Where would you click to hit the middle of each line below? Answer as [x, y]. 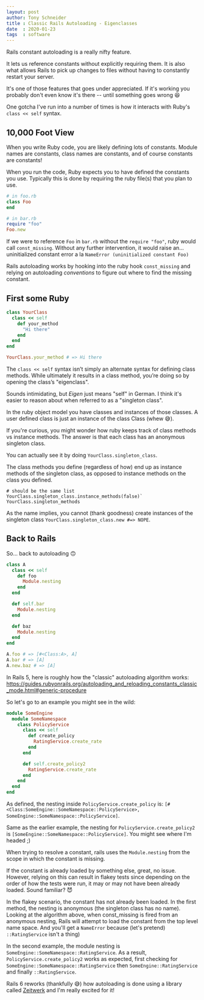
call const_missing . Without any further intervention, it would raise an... [95, 248]
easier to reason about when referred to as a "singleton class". [85, 400]
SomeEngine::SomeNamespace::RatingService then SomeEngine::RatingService [102, 966]
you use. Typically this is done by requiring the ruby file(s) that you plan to [100, 178]
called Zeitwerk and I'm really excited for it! [60, 990]
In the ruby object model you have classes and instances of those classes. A [102, 412]
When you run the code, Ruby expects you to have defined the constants [98, 172]
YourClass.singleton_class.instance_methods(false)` [75, 496]
